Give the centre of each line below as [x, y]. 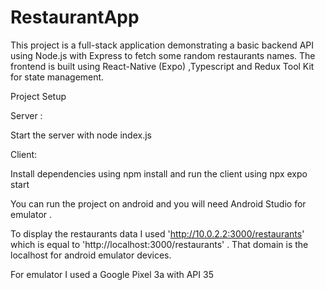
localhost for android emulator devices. [91, 255]
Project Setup [38, 96]
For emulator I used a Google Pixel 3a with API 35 [112, 274]
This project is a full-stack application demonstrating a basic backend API [162, 45]
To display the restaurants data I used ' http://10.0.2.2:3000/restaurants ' [157, 233]
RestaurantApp [75, 17]
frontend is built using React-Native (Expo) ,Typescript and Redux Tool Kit [162, 66]
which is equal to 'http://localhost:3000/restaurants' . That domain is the [159, 244]
